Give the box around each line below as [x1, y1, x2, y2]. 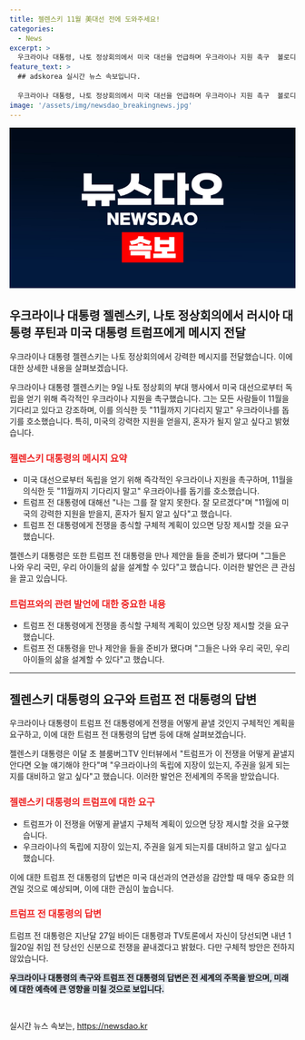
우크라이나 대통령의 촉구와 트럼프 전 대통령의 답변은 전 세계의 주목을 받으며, [9, 972, 272, 983]
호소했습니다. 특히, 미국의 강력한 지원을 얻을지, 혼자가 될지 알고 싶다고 [25, 416, 273, 427]
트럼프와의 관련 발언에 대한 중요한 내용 [9, 598, 166, 611]
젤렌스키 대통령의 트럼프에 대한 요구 [9, 796, 156, 809]
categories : [9, 24, 54, 34]
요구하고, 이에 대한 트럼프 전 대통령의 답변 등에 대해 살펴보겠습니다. [9, 729, 247, 740]
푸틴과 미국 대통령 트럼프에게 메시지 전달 [34, 325, 247, 340]
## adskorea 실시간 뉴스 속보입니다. [17, 73, 142, 82]
